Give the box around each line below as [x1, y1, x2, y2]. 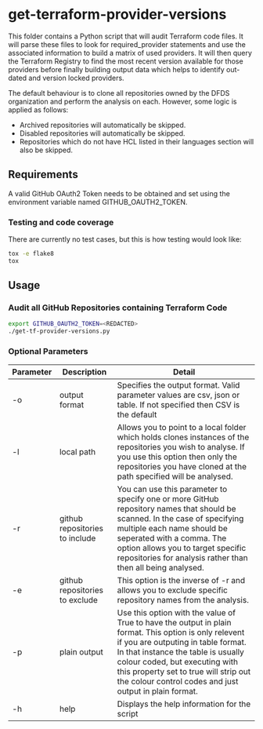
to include [59, 532, 96, 543]
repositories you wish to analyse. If [117, 441, 245, 452]
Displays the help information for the [117, 698, 251, 709]
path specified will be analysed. [117, 471, 233, 482]
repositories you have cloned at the [117, 461, 247, 472]
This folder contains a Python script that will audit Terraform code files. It [8, 31, 244, 41]
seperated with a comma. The [117, 532, 227, 543]
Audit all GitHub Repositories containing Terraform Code [8, 302, 228, 313]
